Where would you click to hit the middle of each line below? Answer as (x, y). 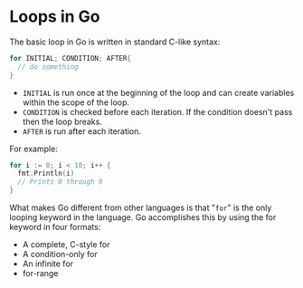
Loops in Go (55, 17)
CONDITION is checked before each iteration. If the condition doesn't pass (157, 111)
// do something (48, 67)
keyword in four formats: (55, 227)
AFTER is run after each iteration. (82, 131)
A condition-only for (60, 254)
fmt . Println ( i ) (46, 174)
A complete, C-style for (66, 245)
